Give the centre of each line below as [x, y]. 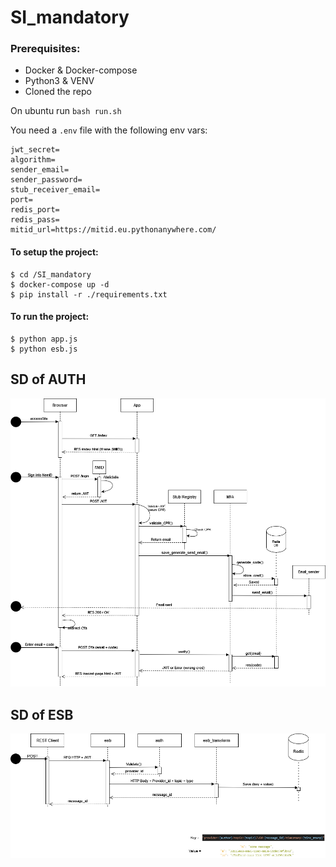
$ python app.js [44, 339]
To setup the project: [54, 252]
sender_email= [40, 170]
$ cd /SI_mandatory [51, 274]
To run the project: [50, 317]
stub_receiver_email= [55, 190]
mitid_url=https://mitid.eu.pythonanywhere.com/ [113, 230]
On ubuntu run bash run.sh [66, 111]
